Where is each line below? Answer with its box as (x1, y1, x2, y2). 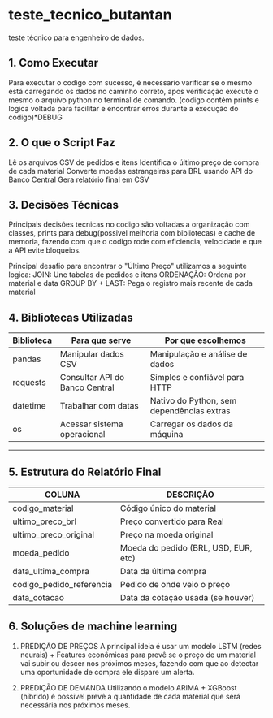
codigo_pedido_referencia (12, 579, 113, 590)
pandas (12, 353, 41, 365)
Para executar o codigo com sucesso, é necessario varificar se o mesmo (8, 77, 253, 87)
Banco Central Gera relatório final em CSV (8, 175, 149, 184)
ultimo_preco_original (12, 530, 95, 540)
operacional (59, 429, 106, 440)
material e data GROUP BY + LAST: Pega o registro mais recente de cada (8, 279, 253, 288)
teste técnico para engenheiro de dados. (8, 32, 145, 42)
